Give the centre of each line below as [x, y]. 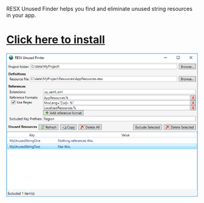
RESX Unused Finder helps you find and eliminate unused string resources [100, 9]
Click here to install [56, 40]
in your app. [21, 15]
